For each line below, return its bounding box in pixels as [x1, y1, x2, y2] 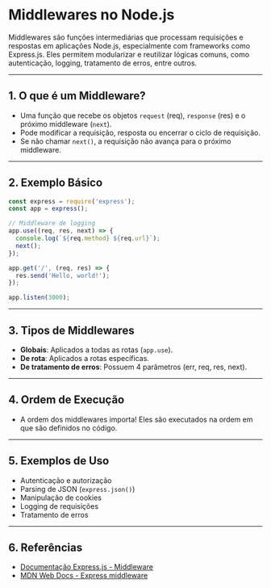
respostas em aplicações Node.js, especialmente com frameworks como [8, 40, 251, 50]
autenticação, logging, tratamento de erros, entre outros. [8, 58, 198, 68]
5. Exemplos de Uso [8, 454, 110, 468]
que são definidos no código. [19, 422, 118, 433]
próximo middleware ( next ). [19, 119, 112, 128]
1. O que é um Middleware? [8, 89, 146, 103]
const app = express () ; [8, 204, 89, 213]
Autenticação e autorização [19, 475, 112, 485]
